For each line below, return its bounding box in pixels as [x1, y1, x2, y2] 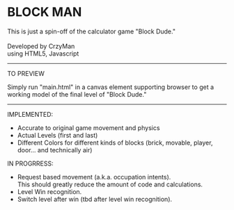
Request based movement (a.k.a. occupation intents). [17, 172, 171, 181]
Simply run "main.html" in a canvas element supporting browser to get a [7, 83, 214, 91]
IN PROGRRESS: [7, 159, 54, 168]
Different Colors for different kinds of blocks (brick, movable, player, [17, 138, 213, 147]
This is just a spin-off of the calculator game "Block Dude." [7, 27, 176, 35]
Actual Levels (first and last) [17, 131, 98, 139]
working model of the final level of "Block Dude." [7, 90, 147, 98]
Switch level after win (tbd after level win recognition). [17, 195, 173, 203]
